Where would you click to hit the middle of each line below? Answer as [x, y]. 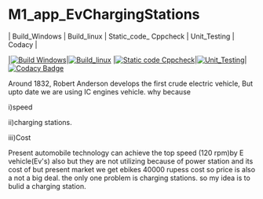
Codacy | [23, 44]
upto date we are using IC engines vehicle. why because [99, 91]
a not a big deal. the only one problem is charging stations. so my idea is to [130, 178]
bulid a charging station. [47, 186]
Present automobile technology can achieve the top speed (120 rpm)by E [126, 153]
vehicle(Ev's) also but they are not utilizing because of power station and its [131, 161]
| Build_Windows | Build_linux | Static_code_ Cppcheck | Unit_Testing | [121, 36]
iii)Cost [20, 137]
